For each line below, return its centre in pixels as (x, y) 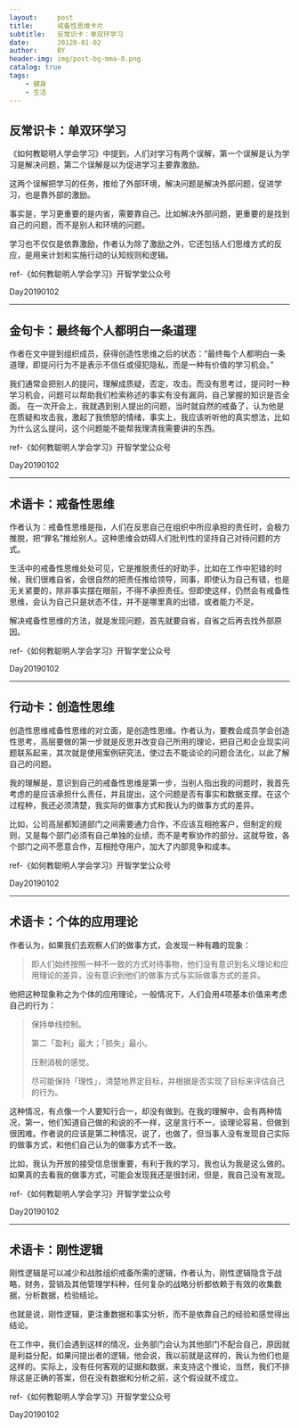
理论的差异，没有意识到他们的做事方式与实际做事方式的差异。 (152, 975)
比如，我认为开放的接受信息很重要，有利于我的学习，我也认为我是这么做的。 (149, 1163)
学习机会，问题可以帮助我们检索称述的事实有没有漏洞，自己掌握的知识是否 (145, 395)
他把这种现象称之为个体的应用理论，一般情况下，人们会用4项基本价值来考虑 (148, 994)
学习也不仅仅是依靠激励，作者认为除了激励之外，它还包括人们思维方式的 (141, 244)
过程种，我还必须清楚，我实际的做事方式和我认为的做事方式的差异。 (134, 805)
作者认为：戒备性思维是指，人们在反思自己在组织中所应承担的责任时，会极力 (149, 526)
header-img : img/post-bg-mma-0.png (75, 59)
